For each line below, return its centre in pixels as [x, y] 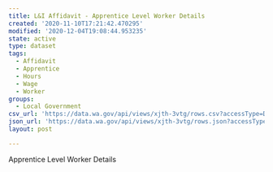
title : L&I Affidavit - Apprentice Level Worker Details [107, 16]
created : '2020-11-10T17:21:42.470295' [76, 24]
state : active [32, 39]
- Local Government [49, 106]
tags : [17, 54]
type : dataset [32, 46]
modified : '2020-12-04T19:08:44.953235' [78, 31]
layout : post [30, 129]
